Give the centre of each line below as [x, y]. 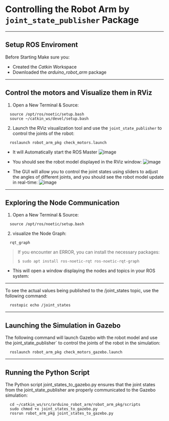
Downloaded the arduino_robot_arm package [59, 72]
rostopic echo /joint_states [40, 305]
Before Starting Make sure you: [37, 57]
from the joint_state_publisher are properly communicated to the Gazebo [80, 390]
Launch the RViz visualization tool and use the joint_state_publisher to [87, 128]
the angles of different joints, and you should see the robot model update [88, 177]
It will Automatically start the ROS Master [55, 152]
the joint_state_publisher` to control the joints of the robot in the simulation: [83, 343]
